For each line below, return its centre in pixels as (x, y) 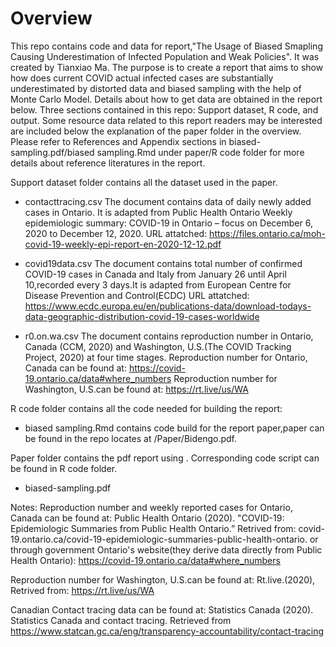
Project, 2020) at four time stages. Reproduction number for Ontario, (166, 357)
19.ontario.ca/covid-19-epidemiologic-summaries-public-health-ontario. (159, 539)
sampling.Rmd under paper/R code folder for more (200, 152)
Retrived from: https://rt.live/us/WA (82, 590)
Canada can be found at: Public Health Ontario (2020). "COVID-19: (147, 518)
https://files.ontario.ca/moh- (267, 233)
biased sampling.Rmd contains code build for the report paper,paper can (174, 428)
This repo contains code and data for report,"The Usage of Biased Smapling (166, 46)
